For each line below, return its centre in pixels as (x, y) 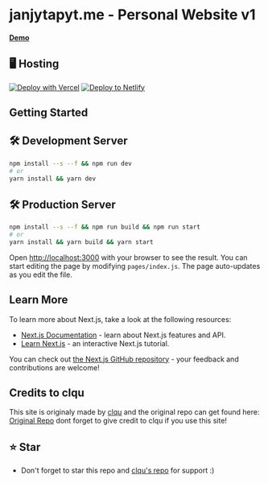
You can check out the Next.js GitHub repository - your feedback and (124, 359)
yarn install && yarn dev (52, 179)
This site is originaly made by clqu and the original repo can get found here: (134, 412)
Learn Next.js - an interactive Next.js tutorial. (95, 343)
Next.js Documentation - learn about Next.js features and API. (123, 335)
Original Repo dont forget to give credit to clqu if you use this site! (118, 421)
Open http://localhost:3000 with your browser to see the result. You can (128, 257)
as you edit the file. (41, 275)
